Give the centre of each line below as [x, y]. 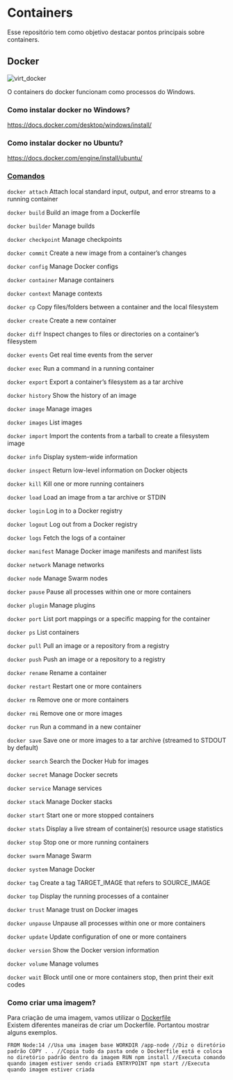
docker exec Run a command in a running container [81, 368]
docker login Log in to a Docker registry [65, 511]
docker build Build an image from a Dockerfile [74, 212]
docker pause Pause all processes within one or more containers [99, 592]
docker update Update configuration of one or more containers [97, 936]
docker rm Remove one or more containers [68, 700]
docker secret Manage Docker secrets [63, 774]
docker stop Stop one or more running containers [78, 842]
